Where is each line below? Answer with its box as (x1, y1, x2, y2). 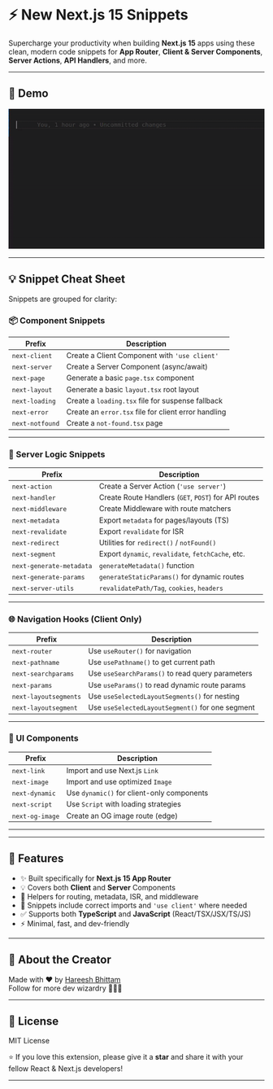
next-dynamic (11, 789, 56, 798)
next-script (11, 801, 53, 809)
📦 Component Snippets (8, 314, 106, 326)
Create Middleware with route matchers (98, 504, 232, 514)
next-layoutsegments (11, 693, 82, 701)
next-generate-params (11, 573, 85, 581)
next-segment (11, 550, 56, 559)
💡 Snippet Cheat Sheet (8, 273, 126, 286)
